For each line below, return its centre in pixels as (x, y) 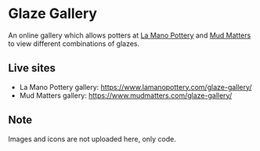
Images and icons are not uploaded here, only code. (92, 138)
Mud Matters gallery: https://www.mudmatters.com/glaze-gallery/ (126, 95)
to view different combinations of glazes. (74, 43)
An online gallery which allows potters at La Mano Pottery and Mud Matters (130, 35)
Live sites (32, 68)
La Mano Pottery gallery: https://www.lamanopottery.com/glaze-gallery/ (135, 87)
